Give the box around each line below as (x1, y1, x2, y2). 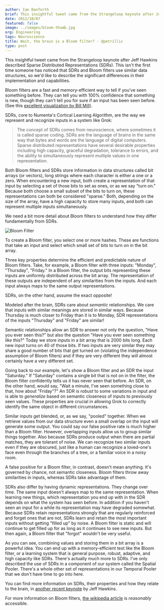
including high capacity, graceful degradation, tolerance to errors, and (17, 147, 159, 153)
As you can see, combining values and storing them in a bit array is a (5, 540, 144, 546)
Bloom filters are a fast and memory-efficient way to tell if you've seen (5, 87, 146, 93)
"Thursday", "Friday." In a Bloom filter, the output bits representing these (5, 267, 151, 273)
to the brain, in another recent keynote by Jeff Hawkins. (5, 586, 117, 591)
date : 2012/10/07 (5, 16, 41, 21)
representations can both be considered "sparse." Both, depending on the (5, 193, 154, 199)
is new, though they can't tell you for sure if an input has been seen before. (5, 97, 156, 103)
